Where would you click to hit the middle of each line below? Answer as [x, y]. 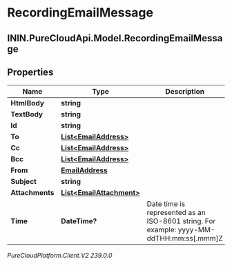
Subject [23, 182]
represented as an [176, 213]
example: [162, 230]
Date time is [166, 204]
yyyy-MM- [196, 230]
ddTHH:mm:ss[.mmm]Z [185, 238]
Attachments [32, 193]
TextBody [27, 114]
